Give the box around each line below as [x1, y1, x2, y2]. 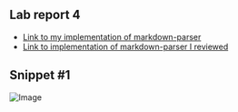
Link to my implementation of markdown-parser [22, 31, 202, 42]
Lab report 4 [9, 7, 81, 23]
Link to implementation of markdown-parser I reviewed [22, 41, 229, 52]
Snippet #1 [9, 67, 71, 83]
